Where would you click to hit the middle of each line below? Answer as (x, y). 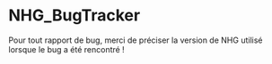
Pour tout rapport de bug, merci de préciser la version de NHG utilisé (136, 40)
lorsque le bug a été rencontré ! (66, 49)
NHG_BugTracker (75, 16)
